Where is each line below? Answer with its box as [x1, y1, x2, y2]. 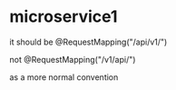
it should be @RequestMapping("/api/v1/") [9, 36, 168, 47]
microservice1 [9, 6, 118, 27]
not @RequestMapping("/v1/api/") [9, 54, 136, 65]
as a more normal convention [9, 71, 119, 83]
